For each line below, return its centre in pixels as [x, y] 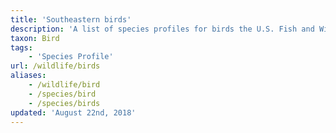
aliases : [28, 76]
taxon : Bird [35, 38]
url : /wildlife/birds [55, 66]
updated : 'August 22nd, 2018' [73, 112]
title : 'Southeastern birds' [71, 19]
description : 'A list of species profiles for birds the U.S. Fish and [162, 29]
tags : [21, 47]
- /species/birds [64, 103]
